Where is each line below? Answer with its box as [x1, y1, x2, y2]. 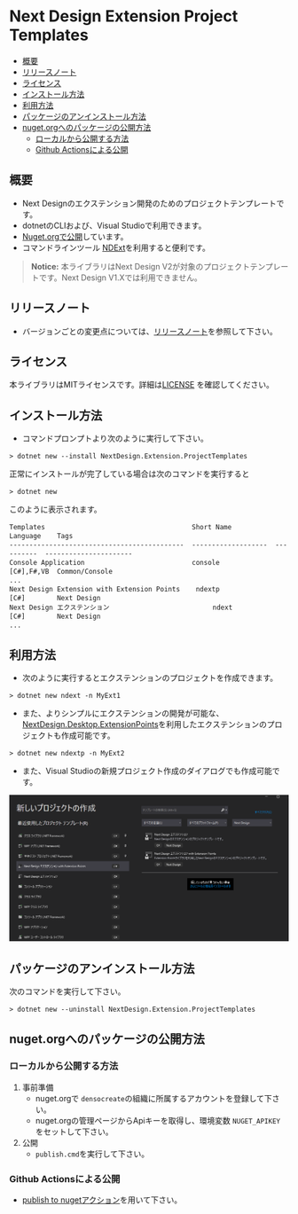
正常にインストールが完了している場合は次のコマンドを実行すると [9, 468, 250, 480]
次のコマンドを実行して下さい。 [9, 986, 126, 997]
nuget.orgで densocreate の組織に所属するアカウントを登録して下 [35, 1093, 272, 1103]
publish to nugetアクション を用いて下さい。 [21, 1194, 183, 1205]
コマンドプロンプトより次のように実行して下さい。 [21, 433, 208, 444]
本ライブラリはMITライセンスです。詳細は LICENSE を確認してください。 [9, 380, 275, 390]
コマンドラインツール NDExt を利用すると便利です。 [21, 242, 210, 253]
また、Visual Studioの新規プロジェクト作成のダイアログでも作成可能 [21, 765, 272, 776]
